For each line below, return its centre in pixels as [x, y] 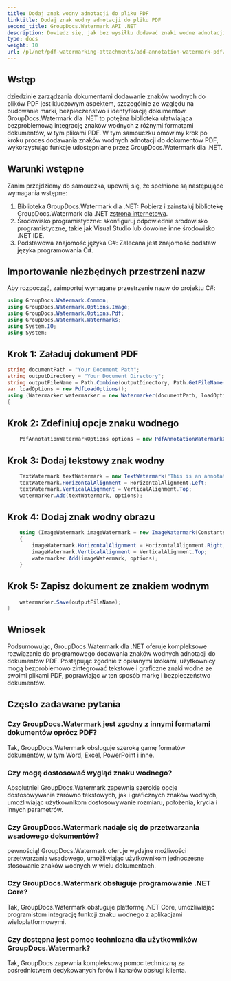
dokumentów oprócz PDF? [52, 733]
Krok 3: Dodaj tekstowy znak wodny [86, 460]
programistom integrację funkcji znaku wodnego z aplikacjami [95, 914]
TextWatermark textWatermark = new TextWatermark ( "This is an [110, 476]
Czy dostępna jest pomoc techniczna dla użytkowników [102, 939]
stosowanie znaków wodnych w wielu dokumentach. [82, 866]
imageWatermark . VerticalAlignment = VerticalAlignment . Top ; [120, 552]
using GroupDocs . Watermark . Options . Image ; [69, 307]
